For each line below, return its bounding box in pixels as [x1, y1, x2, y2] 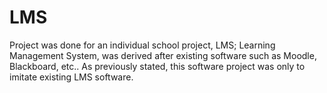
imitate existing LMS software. [9, 71, 134, 83]
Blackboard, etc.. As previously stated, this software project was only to [9, 60, 306, 72]
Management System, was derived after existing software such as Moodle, [9, 49, 317, 61]
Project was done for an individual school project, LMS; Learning [9, 39, 276, 51]
